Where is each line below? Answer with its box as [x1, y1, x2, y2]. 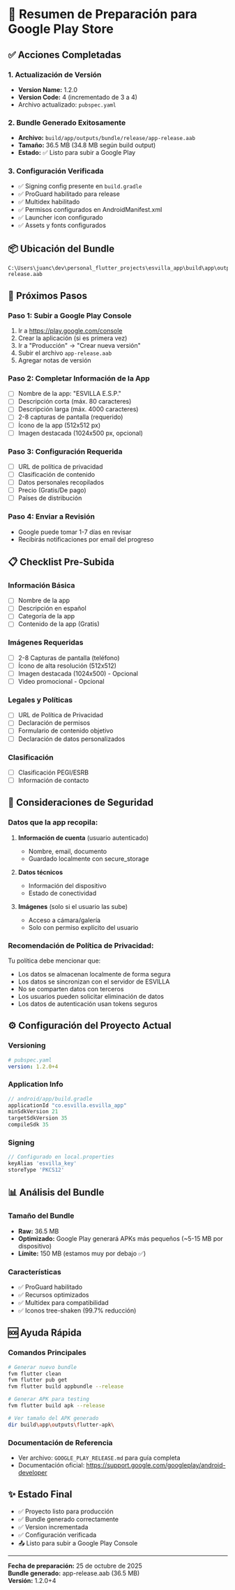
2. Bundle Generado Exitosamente [8, 118, 126, 128]
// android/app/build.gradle [8, 1095, 93, 1102]
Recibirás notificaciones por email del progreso [17, 535, 154, 543]
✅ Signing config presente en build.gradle [17, 182, 142, 190]
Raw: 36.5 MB [17, 1227, 59, 1235]
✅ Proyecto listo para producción [17, 1507, 114, 1515]
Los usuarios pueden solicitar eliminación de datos [17, 992, 165, 1000]
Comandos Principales [8, 1348, 86, 1358]
